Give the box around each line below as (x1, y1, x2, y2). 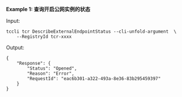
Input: (6, 18, 20, 24)
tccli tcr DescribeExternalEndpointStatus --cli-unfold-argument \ (6, 29, 177, 34)
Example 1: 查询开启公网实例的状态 (6, 6, 91, 12)
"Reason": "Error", (27, 71, 75, 77)
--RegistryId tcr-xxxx (16, 34, 72, 40)
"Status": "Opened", (27, 65, 77, 71)
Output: (6, 44, 25, 51)
